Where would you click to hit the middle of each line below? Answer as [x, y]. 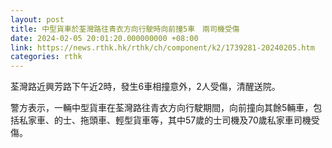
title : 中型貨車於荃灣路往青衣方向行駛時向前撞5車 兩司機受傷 [125, 29]
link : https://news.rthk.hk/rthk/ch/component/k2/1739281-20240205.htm [162, 47]
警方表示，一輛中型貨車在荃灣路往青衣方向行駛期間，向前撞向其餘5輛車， [162, 108]
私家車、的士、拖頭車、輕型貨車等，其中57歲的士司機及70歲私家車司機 [165, 120]
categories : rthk [46, 57]
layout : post [37, 19]
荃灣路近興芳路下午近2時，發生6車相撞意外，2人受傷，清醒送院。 [145, 87]
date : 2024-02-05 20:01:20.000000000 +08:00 [104, 38]
